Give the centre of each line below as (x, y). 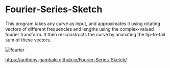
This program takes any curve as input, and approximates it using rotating (83, 24)
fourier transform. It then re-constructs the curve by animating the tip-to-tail (85, 34)
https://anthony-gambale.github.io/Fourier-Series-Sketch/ (66, 59)
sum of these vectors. (28, 40)
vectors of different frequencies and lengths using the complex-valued (80, 29)
